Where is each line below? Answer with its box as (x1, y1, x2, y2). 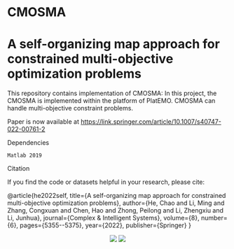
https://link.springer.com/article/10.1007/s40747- (80, 118, 222, 126)
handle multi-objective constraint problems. (7, 104, 133, 113)
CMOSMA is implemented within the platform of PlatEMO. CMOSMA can (7, 97, 216, 105)
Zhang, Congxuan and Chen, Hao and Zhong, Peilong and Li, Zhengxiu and (7, 206, 224, 215)
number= (200, 214, 228, 222)
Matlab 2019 (7, 152, 42, 159)
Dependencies (7, 138, 50, 147)
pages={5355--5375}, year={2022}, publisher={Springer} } (20, 221, 191, 229)
